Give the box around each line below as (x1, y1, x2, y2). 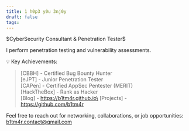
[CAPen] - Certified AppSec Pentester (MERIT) (20, 82, 133, 89)
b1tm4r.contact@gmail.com (6, 118, 72, 126)
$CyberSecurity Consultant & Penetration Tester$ (6, 36, 126, 43)
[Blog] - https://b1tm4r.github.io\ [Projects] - (20, 95, 127, 102)
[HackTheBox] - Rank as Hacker (20, 88, 98, 95)
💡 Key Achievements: (6, 58, 57, 65)
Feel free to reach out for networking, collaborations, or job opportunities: (6, 112, 184, 119)
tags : (6, 19, 19, 25)
